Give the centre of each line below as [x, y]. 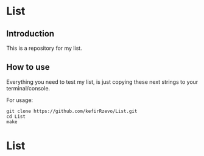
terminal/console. [28, 88]
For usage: [20, 100]
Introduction [30, 34]
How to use [28, 67]
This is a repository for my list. [44, 48]
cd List [16, 117]
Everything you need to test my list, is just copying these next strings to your [102, 82]
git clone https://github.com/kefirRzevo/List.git [72, 111]
